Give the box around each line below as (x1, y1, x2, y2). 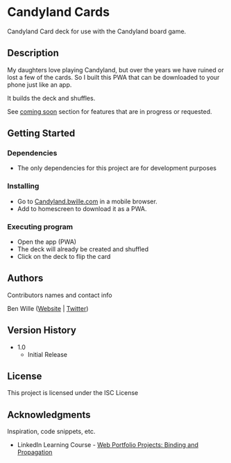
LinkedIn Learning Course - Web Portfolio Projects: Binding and (17, 441, 199, 449)
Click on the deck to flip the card (17, 253, 111, 261)
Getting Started (7, 128, 76, 140)
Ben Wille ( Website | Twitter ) (7, 304, 89, 312)
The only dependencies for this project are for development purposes (17, 164, 217, 172)
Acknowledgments (7, 409, 92, 421)
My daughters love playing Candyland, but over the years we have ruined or (7, 65, 224, 74)
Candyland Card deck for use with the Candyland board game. (7, 27, 187, 35)
